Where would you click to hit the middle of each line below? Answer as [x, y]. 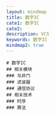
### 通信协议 [21, 88]
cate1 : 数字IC [23, 23]
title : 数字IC [23, 17]
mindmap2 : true [25, 46]
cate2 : [14, 29]
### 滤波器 [19, 82]
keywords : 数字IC [27, 40]
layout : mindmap [26, 12]
